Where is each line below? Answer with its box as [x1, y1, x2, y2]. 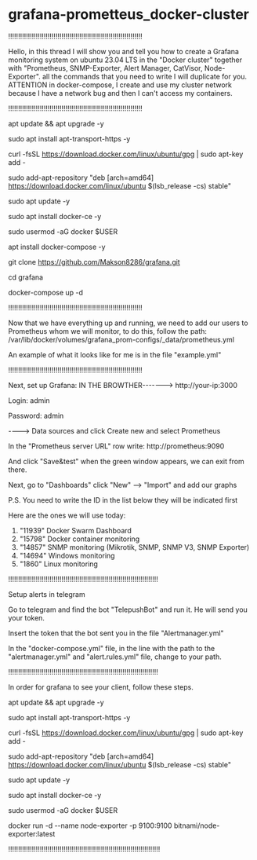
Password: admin [8, 411, 64, 420]
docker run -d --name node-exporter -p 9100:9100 [8, 821, 172, 830]
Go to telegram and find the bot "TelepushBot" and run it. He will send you [8, 605, 248, 614]
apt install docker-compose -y [8, 242, 106, 251]
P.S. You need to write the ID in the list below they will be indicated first [8, 495, 238, 504]
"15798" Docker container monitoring [19, 534, 140, 543]
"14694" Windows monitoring [19, 551, 115, 560]
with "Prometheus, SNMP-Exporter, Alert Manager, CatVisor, [8, 63, 203, 72]
